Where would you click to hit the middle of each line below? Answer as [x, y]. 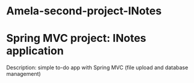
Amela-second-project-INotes [84, 11]
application [35, 51]
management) [23, 74]
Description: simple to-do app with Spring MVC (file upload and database [97, 67]
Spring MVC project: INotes [76, 39]
